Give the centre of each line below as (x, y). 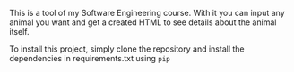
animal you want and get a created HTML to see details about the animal (143, 22)
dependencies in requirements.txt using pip (90, 58)
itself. (19, 32)
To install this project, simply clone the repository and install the (127, 49)
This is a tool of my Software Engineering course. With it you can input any (147, 13)
